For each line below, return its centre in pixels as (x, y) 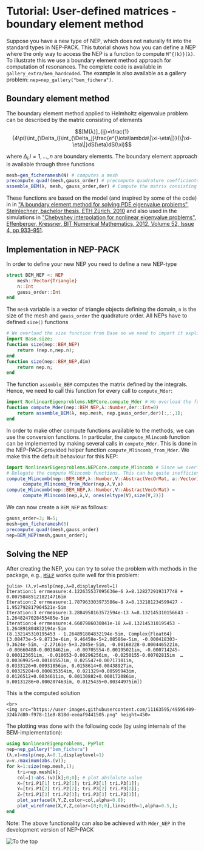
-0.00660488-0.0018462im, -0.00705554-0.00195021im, (74, 650)
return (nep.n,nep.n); (46, 350)
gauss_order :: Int (39, 292)
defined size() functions (37, 322)
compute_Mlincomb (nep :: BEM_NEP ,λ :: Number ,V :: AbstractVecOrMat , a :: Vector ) (103, 479)
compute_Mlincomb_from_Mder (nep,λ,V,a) (73, 484)
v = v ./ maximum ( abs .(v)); (36, 761)
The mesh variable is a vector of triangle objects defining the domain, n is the (101, 309)
